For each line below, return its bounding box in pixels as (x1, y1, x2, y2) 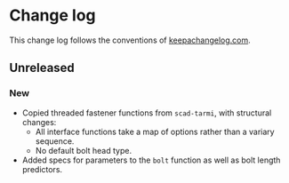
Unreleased (9, 60, 76, 76)
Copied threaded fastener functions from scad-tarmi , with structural (21, 107, 272, 118)
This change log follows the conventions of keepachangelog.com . (9, 35, 251, 45)
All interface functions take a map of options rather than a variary (35, 126, 275, 137)
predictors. (21, 163, 63, 174)
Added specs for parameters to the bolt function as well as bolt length (21, 155, 281, 165)
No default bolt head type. (35, 145, 132, 155)
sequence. (35, 135, 75, 147)
